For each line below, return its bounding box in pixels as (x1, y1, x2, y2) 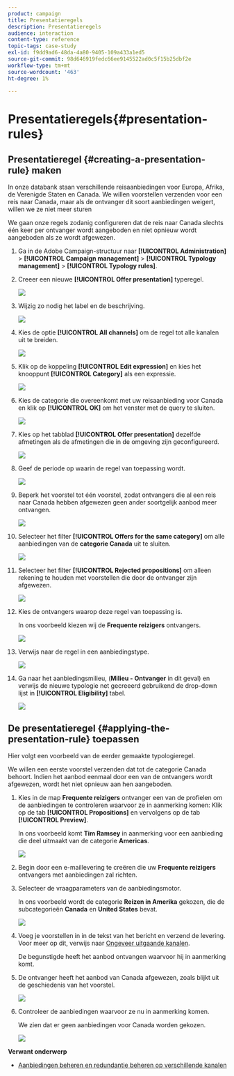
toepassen (92, 733, 140, 745)
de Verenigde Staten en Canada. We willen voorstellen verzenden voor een (8, 190, 223, 199)
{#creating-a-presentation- (83, 153, 206, 165)
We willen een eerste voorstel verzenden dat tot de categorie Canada (8, 765, 207, 774)
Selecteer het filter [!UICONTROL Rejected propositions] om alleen (17, 566, 212, 575)
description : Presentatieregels (8, 23, 101, 30)
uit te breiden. (17, 336, 58, 344)
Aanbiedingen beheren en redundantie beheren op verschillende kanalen (17, 1061, 227, 1070)
